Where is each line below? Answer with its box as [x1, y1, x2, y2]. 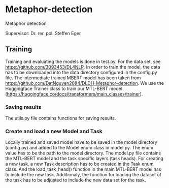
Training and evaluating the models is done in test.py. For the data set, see [5, 58, 161, 65]
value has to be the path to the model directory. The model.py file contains [5, 150, 161, 156]
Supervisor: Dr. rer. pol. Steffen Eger [5, 30, 81, 36]
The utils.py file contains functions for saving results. [5, 115, 116, 121]
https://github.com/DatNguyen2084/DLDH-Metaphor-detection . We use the [5, 80, 164, 86]
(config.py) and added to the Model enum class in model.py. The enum [5, 145, 154, 151]
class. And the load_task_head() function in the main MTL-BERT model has [5, 166, 161, 172]
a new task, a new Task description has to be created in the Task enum [5, 161, 154, 167]
